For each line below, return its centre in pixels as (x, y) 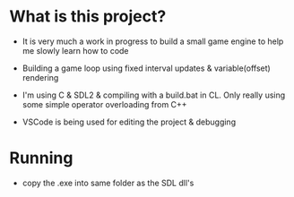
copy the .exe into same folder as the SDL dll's (108, 183)
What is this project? (88, 17)
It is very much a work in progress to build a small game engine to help (153, 41)
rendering (40, 77)
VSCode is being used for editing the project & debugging (129, 122)
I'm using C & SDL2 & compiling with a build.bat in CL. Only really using (154, 95)
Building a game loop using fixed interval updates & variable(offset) (146, 68)
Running (41, 158)
